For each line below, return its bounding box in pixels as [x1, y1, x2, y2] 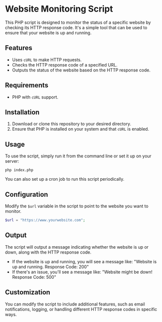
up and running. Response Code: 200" [12, 264, 89, 270]
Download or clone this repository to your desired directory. [12, 121, 132, 127]
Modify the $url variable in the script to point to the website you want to [5, 203, 148, 209]
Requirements [5, 81, 48, 89]
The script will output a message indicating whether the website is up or [5, 244, 149, 250]
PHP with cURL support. [12, 94, 59, 100]
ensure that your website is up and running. [5, 30, 92, 35]
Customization [5, 288, 51, 297]
